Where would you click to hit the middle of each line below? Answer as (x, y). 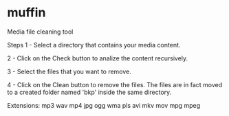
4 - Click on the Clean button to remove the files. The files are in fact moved (115, 84)
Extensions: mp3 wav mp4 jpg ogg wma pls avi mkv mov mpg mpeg (104, 105)
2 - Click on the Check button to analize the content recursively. (98, 58)
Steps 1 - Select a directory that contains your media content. (94, 45)
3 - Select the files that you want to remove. (69, 71)
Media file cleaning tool (40, 32)
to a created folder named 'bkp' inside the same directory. (89, 92)
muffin (26, 13)
